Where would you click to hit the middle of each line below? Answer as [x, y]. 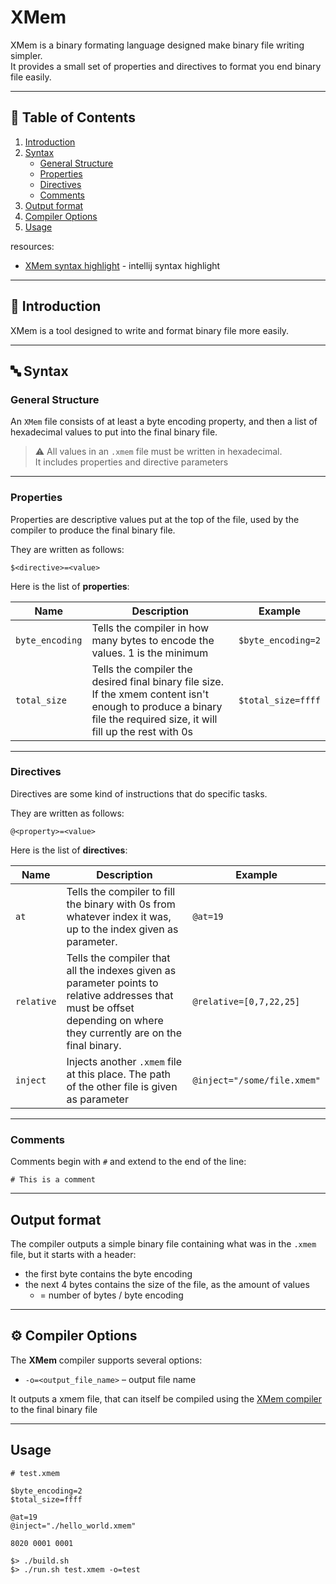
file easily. [31, 77]
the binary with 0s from [121, 904]
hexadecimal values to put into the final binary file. [114, 432]
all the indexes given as [121, 970]
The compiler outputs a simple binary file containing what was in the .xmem [163, 1243]
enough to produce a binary [157, 706]
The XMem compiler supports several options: [106, 1360]
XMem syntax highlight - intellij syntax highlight [122, 265]
